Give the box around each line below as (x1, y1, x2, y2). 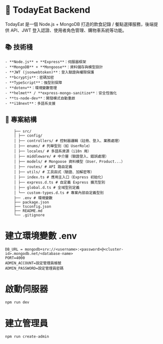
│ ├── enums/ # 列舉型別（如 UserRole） (14, 143, 92, 148)
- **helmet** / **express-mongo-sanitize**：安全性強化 (5, 91, 117, 95)
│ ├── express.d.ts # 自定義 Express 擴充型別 (14, 180, 105, 185)
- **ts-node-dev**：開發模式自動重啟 (5, 95, 75, 101)
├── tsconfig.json (14, 204, 51, 209)
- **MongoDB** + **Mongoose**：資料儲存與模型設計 (5, 65, 103, 69)
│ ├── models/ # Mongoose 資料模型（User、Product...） (14, 159, 125, 164)
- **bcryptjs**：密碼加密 (5, 75, 54, 80)
